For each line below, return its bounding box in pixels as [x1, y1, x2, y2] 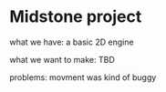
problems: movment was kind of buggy [9, 71, 157, 83]
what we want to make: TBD [9, 54, 116, 65]
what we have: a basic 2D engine [9, 36, 134, 47]
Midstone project [9, 6, 142, 27]
